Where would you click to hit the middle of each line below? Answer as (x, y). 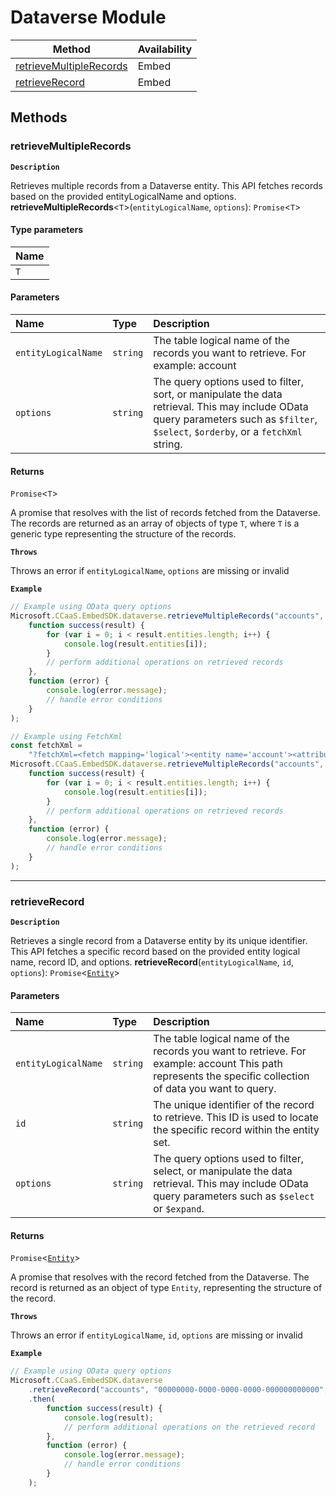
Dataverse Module (88, 17)
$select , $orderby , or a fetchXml (228, 432)
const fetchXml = (46, 746)
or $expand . (179, 1209)
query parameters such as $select (234, 1196)
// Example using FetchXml (66, 736)
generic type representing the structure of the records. (123, 534)
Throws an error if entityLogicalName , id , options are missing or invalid (156, 1335)
